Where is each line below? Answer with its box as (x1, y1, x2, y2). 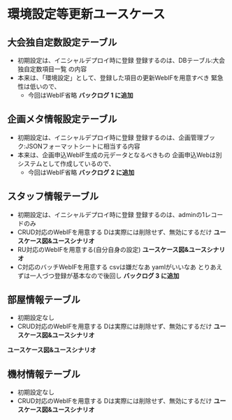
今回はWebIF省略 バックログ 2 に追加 (27, 168, 135, 177)
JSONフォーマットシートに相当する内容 (25, 142, 141, 150)
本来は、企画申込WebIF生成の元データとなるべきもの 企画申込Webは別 (17, 151, 222, 159)
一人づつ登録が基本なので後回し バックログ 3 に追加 (29, 271, 180, 280)
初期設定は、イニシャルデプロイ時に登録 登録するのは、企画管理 (17, 133, 203, 142)
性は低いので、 (17, 82, 61, 91)
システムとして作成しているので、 (17, 159, 115, 167)
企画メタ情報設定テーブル (7, 113, 117, 126)
